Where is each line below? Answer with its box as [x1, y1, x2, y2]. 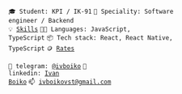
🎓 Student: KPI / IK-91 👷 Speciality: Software [8, 7, 174, 15]
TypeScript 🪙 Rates [8, 45, 75, 53]
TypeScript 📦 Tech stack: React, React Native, [8, 34, 173, 42]
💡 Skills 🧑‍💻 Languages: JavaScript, [8, 25, 131, 33]
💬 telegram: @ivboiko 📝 [8, 62, 87, 70]
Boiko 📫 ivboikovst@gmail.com [8, 78, 112, 86]
